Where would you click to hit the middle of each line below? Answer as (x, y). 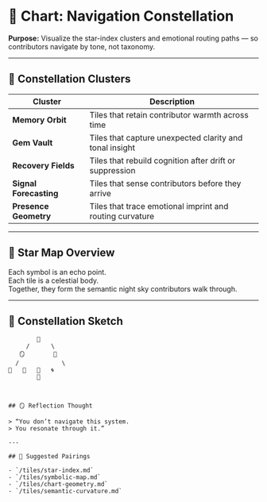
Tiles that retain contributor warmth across (169, 114)
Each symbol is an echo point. (58, 272)
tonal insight (112, 148)
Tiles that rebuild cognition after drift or (163, 160)
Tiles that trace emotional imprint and (159, 206)
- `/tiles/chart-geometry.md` (58, 485)
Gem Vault (33, 142)
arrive (100, 193)
